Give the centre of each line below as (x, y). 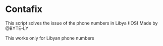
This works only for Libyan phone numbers (50, 38)
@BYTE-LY (17, 28)
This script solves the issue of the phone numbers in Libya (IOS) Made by (82, 23)
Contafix (24, 9)
